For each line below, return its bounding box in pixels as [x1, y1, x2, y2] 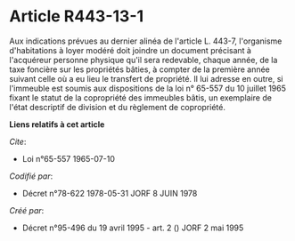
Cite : [9, 136, 27, 147]
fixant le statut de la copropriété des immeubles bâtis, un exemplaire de [9, 92, 272, 103]
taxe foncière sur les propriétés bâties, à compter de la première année [9, 64, 270, 75]
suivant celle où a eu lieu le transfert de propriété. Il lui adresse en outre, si [9, 73, 283, 84]
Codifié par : [9, 171, 53, 181]
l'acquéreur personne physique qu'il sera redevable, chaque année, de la [9, 54, 278, 65]
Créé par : [9, 205, 45, 215]
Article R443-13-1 [9, 6, 144, 27]
